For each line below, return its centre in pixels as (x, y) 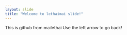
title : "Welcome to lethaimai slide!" (44, 14)
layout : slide (19, 9)
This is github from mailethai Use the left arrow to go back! (63, 27)
